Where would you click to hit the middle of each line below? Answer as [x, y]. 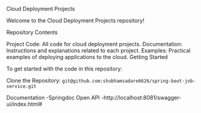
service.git [21, 86]
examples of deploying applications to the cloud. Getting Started [87, 57]
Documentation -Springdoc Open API [53, 98]
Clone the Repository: [33, 80]
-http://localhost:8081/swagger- [141, 98]
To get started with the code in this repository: [65, 69]
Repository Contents [32, 32]
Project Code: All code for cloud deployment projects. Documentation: [94, 44]
